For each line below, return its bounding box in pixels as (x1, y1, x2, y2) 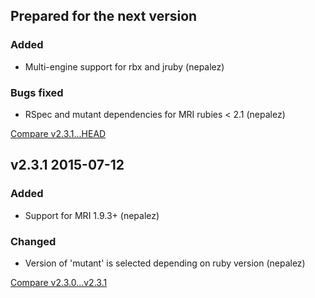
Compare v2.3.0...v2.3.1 (10, 276, 108, 288)
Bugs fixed (10, 85, 64, 99)
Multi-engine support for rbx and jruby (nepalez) (24, 60, 225, 73)
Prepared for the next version (10, 8, 198, 25)
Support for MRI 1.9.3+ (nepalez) (24, 209, 160, 221)
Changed (10, 234, 57, 248)
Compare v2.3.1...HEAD (10, 127, 107, 139)
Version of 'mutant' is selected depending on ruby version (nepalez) (24, 257, 306, 269)
